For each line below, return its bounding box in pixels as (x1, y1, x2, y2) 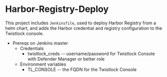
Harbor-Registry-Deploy (5, 3, 109, 15)
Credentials (20, 45, 44, 51)
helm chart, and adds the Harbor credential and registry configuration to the (5, 25, 162, 31)
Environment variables (20, 61, 67, 67)
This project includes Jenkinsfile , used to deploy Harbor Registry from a (5, 20, 156, 26)
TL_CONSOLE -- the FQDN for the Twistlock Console (27, 66, 137, 73)
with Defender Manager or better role (27, 56, 105, 62)
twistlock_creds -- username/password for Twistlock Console (27, 51, 155, 57)
